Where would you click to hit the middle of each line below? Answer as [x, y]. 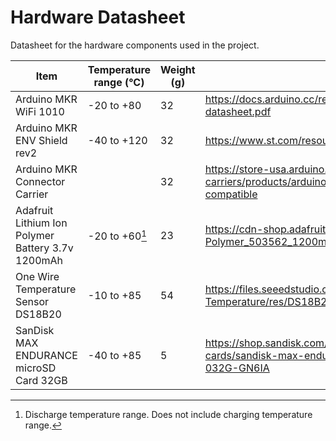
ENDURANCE [46, 355]
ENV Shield [41, 140]
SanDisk [35, 330]
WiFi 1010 [40, 111]
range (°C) [119, 82]
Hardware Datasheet [98, 17]
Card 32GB [41, 380]
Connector [40, 181]
